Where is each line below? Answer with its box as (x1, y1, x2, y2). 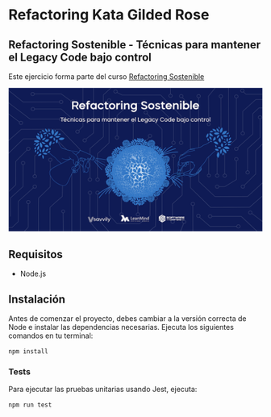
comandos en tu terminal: (8, 331, 94, 340)
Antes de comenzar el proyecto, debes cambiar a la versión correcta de (8, 314, 247, 323)
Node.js (19, 269, 47, 279)
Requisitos (8, 248, 63, 261)
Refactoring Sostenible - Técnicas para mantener (8, 38, 261, 52)
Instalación (8, 292, 66, 306)
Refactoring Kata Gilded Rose (8, 6, 210, 24)
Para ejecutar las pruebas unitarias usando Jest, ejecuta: (8, 385, 198, 394)
